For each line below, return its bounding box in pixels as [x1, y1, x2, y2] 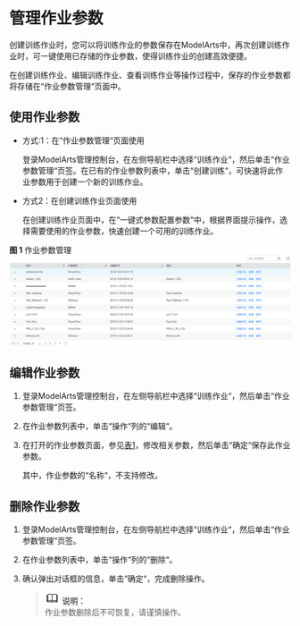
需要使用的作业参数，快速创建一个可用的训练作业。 [29, 225, 219, 236]
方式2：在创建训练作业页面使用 [21, 195, 137, 206]
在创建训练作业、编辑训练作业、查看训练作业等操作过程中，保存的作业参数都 [9, 69, 291, 80]
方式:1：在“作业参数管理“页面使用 [21, 135, 145, 146]
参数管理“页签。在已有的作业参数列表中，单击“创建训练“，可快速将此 [21, 165, 276, 175]
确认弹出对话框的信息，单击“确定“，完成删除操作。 [21, 573, 210, 584]
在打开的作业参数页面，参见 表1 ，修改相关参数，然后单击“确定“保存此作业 [21, 440, 291, 451]
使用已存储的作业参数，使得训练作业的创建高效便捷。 [55, 50, 252, 61]
